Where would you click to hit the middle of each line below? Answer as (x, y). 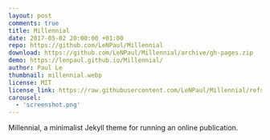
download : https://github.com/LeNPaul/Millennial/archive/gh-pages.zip (131, 53)
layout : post (30, 16)
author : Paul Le (35, 68)
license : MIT (30, 82)
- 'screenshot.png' (48, 105)
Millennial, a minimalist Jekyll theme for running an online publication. (123, 128)
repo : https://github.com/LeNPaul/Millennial (86, 46)
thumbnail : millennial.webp (55, 75)
